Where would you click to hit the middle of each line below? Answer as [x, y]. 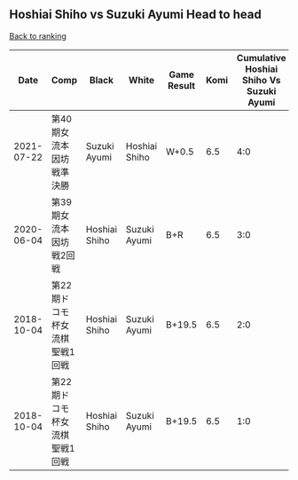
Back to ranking [38, 35]
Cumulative [261, 58]
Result [182, 85]
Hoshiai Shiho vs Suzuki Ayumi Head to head [135, 15]
